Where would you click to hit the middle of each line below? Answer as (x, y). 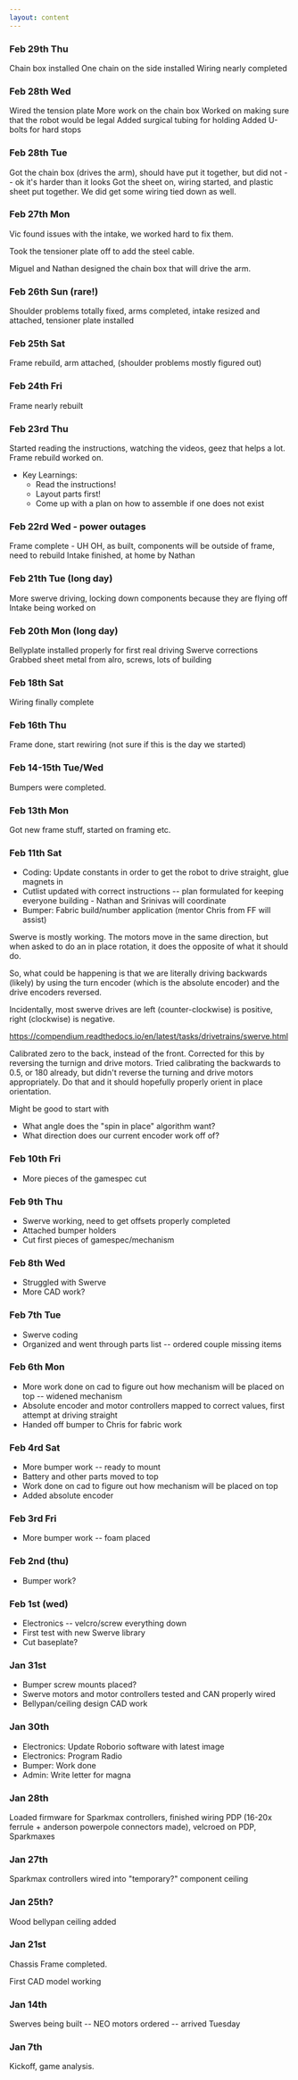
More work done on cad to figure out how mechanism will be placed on (153, 1386)
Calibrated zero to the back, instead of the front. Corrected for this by (137, 1053)
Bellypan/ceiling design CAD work (85, 1704)
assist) (34, 919)
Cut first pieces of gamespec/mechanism (98, 1240)
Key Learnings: (50, 475)
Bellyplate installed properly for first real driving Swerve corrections (134, 650)
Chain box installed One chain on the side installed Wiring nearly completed (148, 68)
